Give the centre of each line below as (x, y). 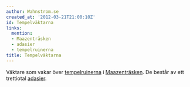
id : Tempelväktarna (30, 22)
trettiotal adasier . (26, 78)
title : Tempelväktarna (34, 55)
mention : (22, 34)
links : (14, 28)
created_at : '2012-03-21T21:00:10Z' (51, 17)
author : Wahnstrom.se (33, 11)
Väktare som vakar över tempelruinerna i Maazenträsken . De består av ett (95, 72)
